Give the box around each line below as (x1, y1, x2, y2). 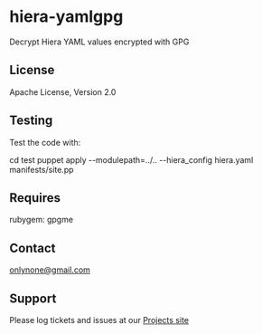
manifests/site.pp (9, 164, 74, 175)
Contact (9, 240, 56, 255)
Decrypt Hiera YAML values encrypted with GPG (9, 36, 190, 47)
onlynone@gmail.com (9, 264, 90, 275)
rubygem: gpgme (9, 215, 74, 225)
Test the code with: (9, 137, 81, 148)
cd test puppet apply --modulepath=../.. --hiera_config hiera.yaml (9, 154, 254, 165)
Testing (9, 113, 53, 129)
